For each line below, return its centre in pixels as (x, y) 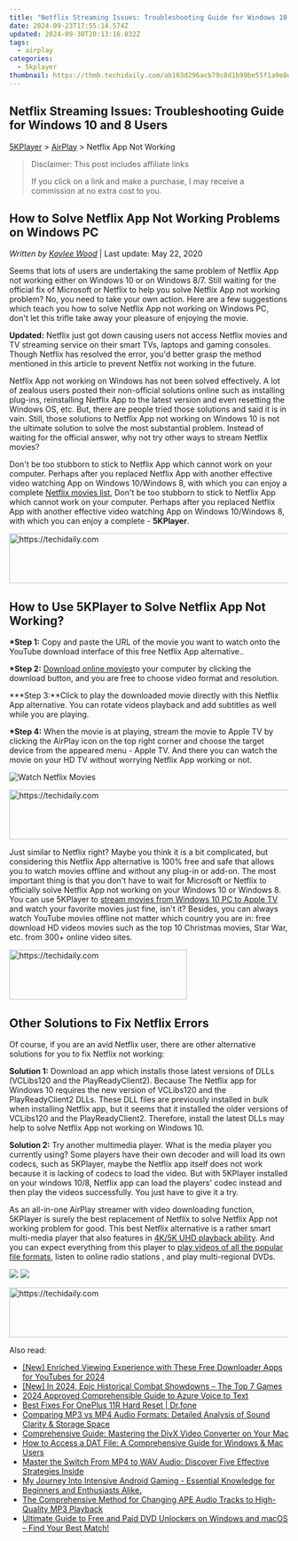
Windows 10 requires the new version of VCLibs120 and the (118, 1090)
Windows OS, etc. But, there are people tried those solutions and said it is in (148, 409)
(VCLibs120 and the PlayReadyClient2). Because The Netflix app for (133, 1080)
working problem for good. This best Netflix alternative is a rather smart (140, 1228)
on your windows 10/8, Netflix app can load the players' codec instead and (145, 1183)
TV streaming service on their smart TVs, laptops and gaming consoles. (140, 345)
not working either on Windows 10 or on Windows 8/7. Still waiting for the (143, 280)
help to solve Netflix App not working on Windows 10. (107, 1128)
